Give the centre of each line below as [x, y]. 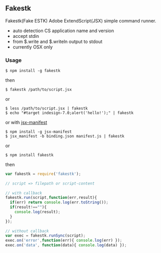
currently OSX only [32, 47]
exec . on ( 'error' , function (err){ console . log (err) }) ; [64, 240]
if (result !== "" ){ [28, 207]
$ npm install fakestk [29, 155]
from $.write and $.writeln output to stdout [57, 41]
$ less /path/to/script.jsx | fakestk [47, 109]
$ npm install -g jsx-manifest [39, 132]
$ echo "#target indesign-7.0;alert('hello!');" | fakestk [70, 113]
